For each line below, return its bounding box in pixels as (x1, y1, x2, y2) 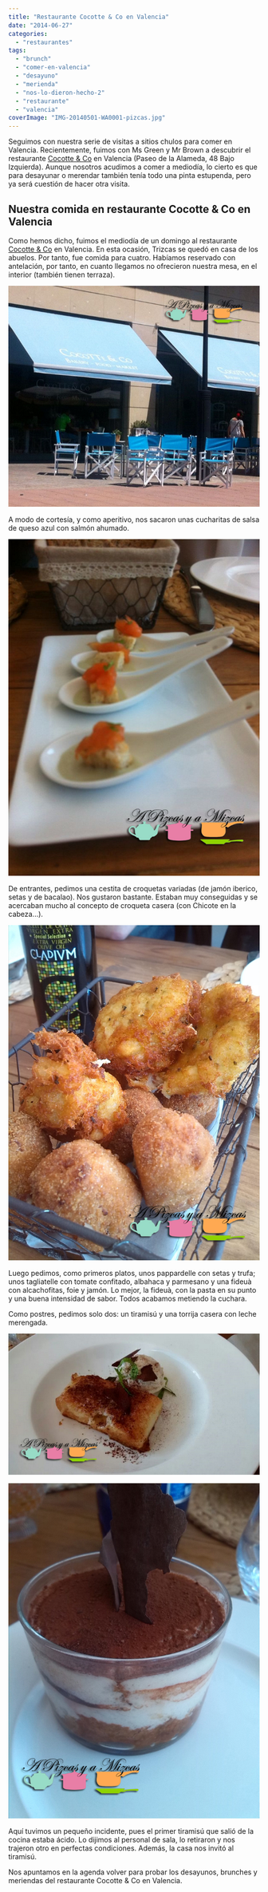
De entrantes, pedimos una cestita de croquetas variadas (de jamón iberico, (8, 884, 258, 894)
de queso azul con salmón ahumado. (8, 523, 130, 532)
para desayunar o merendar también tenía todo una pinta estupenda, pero (8, 171, 251, 180)
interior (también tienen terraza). (8, 270, 116, 279)
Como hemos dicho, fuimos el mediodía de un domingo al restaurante (8, 235, 238, 245)
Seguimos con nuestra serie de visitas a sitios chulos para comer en (8, 136, 233, 147)
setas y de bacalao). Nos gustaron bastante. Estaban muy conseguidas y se (8, 892, 258, 902)
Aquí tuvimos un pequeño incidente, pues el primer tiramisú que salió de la (8, 1826, 254, 1835)
